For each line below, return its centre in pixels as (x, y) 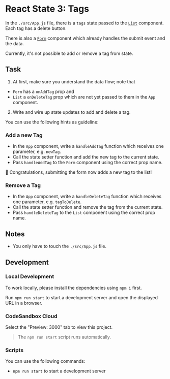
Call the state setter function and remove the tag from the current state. (88, 207)
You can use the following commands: (45, 361)
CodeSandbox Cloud (31, 316)
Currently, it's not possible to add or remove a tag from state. (69, 53)
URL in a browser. (24, 303)
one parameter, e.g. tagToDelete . (47, 202)
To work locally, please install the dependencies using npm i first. (74, 288)
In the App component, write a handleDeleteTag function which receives (87, 197)
